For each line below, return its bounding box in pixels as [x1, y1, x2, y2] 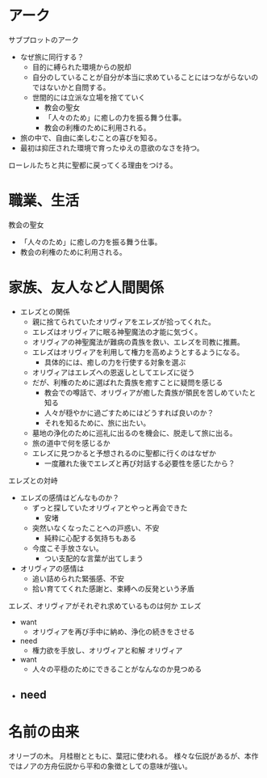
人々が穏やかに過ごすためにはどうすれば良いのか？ [44, 408, 215, 417]
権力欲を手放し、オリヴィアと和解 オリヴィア [31, 645, 183, 655]
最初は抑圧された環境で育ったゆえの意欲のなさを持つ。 [19, 142, 204, 153]
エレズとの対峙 [8, 476, 58, 485]
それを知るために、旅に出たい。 [44, 417, 151, 428]
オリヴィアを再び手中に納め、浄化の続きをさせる [31, 627, 195, 636]
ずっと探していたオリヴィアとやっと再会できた [31, 502, 188, 513]
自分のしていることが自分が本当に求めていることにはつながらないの [31, 72, 259, 82]
